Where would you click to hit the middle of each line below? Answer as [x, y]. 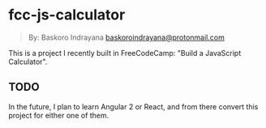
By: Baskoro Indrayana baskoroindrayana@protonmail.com [126, 37]
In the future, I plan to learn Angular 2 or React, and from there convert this [133, 106]
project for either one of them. [59, 115]
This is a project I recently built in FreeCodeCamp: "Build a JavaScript [125, 53]
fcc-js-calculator [67, 15]
